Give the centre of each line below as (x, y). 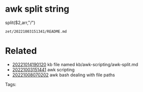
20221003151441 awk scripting (43, 69)
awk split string (37, 9)
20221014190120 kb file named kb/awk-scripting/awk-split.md (75, 64)
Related (21, 51)
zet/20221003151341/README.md (36, 31)
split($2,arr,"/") (20, 23)
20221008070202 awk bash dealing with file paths (64, 75)
